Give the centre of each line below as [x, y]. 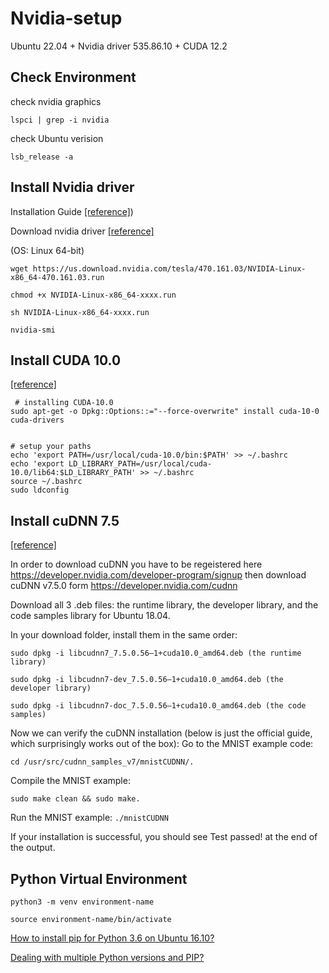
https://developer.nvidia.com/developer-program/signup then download [158, 575]
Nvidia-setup [66, 18]
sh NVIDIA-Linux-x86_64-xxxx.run [80, 312]
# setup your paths [51, 447]
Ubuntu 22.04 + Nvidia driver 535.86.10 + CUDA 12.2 [119, 46]
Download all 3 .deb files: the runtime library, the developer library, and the [164, 605]
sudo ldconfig [40, 490]
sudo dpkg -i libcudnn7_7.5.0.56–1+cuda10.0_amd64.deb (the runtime [156, 653]
